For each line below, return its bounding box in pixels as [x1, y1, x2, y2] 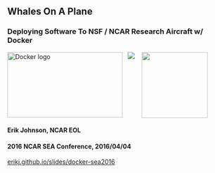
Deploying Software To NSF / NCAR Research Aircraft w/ [7, 27, 204, 37]
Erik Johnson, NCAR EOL [7, 126, 82, 134]
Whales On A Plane [7, 6, 93, 18]
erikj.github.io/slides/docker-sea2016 [7, 158, 115, 166]
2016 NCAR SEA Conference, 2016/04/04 [7, 142, 131, 150]
